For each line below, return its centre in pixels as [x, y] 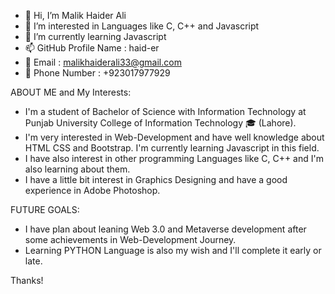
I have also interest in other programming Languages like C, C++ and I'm [174, 158]
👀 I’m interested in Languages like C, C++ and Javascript [142, 26]
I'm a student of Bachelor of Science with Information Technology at [165, 111]
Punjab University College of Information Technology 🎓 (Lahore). [160, 123]
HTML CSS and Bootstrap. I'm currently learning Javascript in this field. [172, 148]
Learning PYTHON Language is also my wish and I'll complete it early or [173, 250]
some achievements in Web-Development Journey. [130, 239]
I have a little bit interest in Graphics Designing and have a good [156, 179]
